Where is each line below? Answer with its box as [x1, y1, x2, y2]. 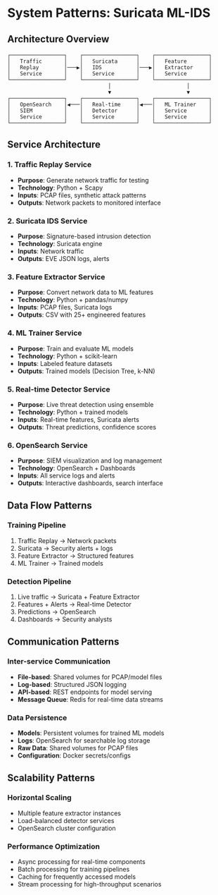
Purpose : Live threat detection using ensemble [17, 400, 154, 408]
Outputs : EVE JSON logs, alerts [17, 254, 110, 262]
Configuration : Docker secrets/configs [17, 751, 132, 760]
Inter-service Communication [7, 657, 111, 666]
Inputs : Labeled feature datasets [17, 359, 113, 367]
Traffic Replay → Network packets [17, 536, 117, 544]
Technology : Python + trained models [17, 408, 129, 416]
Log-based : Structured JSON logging [17, 680, 127, 688]
